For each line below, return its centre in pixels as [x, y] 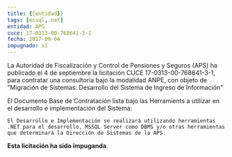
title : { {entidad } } [35, 13]
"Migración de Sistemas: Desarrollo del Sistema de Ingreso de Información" [115, 87]
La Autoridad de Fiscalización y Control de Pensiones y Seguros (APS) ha [112, 65]
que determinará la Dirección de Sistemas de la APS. [87, 133]
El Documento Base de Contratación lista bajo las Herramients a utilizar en [114, 101]
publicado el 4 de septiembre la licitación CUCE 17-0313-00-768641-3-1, [111, 73]
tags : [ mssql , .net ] [35, 20]
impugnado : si [28, 46]
